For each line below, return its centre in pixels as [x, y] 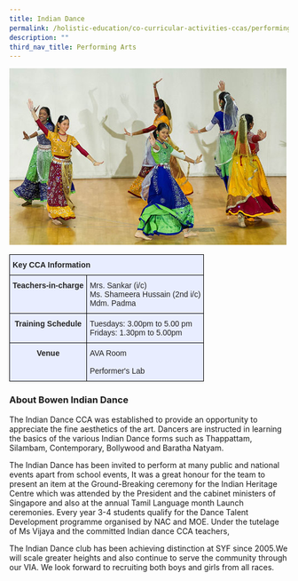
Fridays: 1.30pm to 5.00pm [136, 333]
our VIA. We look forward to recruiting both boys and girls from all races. [142, 567]
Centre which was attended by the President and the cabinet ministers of [143, 493]
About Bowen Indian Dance [69, 400]
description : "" [39, 37]
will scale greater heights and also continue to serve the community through [148, 557]
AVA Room [108, 354]
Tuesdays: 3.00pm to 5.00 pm [141, 324]
